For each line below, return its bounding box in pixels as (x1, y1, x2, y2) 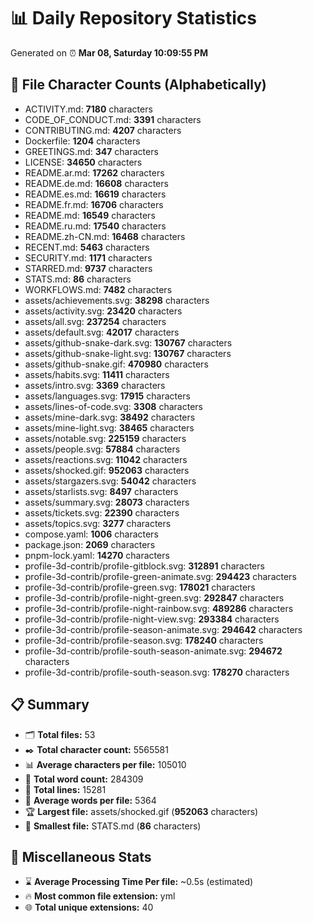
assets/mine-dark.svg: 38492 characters (24, 411, 196, 423)
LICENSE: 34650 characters (24, 156, 143, 168)
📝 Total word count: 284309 (24, 773, 144, 785)
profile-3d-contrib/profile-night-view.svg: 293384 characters (24, 613, 280, 625)
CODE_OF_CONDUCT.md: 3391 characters (24, 113, 202, 125)
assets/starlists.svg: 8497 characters (24, 485, 179, 497)
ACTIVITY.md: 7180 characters (24, 103, 153, 115)
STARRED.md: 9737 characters (24, 262, 153, 274)
